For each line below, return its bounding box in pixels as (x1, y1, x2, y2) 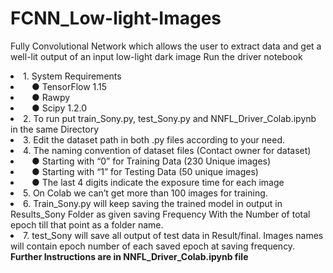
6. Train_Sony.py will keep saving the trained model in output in (23, 197, 283, 209)
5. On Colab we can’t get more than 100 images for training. (23, 187, 268, 199)
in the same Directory (10, 123, 100, 135)
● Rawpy (31, 91, 71, 103)
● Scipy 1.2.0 (31, 102, 87, 114)
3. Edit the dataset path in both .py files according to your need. (23, 133, 285, 146)
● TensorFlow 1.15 (31, 80, 108, 92)
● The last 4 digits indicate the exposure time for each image (31, 176, 285, 188)
